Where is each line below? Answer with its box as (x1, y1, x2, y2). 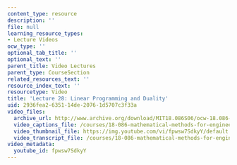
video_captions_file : (13, 121, 78, 128)
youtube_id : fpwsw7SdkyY (13, 147, 87, 154)
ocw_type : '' (7, 43, 46, 50)
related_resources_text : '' (7, 75, 90, 83)
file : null (7, 23, 39, 30)
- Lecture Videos (7, 37, 59, 44)
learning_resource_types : (7, 29, 83, 37)
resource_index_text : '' (7, 82, 80, 89)
